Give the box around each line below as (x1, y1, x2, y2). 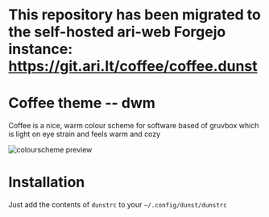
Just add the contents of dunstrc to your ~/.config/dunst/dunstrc (8, 200, 227, 210)
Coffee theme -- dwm (8, 94, 155, 112)
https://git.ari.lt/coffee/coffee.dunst (8, 57, 258, 76)
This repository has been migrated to (8, 6, 262, 24)
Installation (8, 173, 85, 191)
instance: (8, 40, 73, 58)
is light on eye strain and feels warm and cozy (8, 129, 161, 139)
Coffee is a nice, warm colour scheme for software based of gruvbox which (8, 121, 259, 131)
